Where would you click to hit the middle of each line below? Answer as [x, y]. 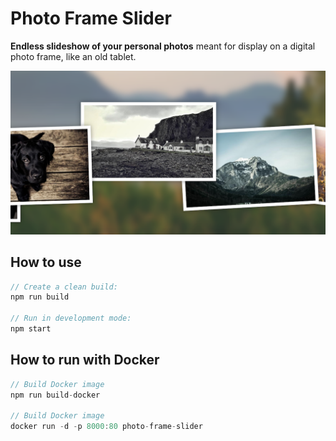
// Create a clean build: [64, 287]
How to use [46, 262]
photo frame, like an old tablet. [73, 56]
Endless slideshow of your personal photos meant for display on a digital [163, 46]
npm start [31, 329]
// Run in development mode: [71, 318]
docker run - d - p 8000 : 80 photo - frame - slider [106, 427]
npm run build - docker [55, 395]
